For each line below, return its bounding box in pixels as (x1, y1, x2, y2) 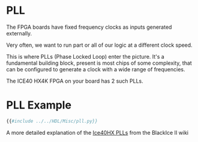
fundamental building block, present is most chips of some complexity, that (6, 59, 192, 67)
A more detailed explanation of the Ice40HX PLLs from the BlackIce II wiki (6, 129, 189, 136)
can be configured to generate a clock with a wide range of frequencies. (6, 65, 185, 72)
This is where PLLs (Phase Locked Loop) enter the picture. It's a (6, 53, 165, 60)
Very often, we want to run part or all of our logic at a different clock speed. (6, 41, 193, 49)
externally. (6, 29, 32, 37)
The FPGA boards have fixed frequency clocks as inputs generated (6, 23, 172, 31)
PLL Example (6, 98, 72, 112)
